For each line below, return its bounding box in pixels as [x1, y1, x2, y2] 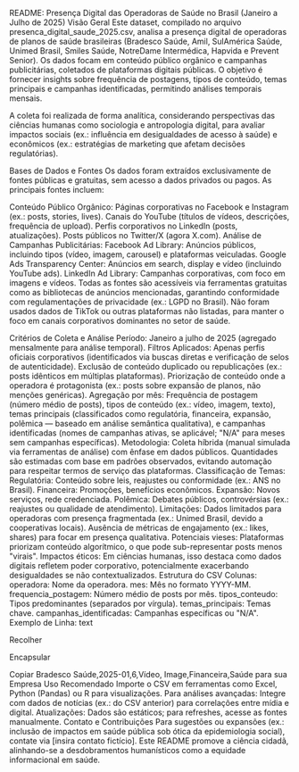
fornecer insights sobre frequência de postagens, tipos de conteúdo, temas [9, 74, 287, 84]
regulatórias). [9, 148, 59, 159]
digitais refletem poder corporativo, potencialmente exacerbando [9, 560, 250, 570]
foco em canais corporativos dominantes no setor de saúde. [9, 316, 231, 326]
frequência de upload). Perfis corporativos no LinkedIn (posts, [9, 220, 238, 231]
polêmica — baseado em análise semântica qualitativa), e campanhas [9, 419, 266, 428]
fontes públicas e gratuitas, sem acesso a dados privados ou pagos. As [9, 175, 272, 186]
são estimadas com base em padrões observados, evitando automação [9, 456, 272, 467]
